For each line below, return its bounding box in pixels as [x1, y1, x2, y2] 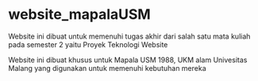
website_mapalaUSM [8, 6, 151, 24]
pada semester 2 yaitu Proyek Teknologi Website [8, 39, 168, 49]
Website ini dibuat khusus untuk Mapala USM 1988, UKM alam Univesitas [8, 55, 248, 64]
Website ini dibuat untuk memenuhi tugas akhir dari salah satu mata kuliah [8, 31, 251, 41]
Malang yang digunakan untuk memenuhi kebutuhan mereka [8, 63, 206, 72]
